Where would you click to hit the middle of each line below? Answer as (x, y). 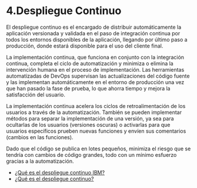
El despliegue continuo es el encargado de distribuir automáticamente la (94, 27)
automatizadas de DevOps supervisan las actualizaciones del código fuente (98, 76)
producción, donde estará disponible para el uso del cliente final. (85, 46)
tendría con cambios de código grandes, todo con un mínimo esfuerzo (91, 155)
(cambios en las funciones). (40, 137)
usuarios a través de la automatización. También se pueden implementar (94, 112)
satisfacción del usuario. (36, 95)
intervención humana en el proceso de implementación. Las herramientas (95, 69)
